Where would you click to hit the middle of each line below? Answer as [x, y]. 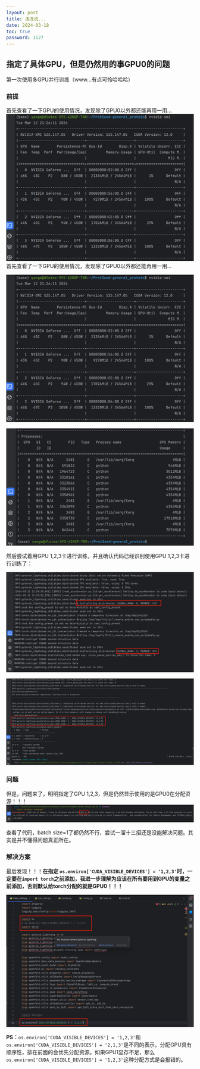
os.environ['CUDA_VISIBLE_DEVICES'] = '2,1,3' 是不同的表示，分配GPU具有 [99, 1045]
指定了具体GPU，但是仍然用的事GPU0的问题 [88, 64]
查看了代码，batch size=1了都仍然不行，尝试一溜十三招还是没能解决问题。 [97, 833]
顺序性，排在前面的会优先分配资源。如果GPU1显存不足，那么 [81, 1052]
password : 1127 [25, 38]
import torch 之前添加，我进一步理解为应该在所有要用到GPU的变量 [103, 878]
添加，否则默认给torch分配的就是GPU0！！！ [67, 886]
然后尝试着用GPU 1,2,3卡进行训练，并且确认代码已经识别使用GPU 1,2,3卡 [95, 556]
